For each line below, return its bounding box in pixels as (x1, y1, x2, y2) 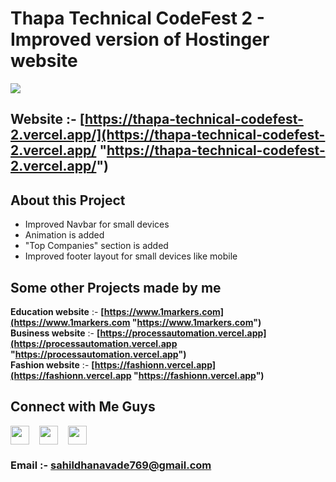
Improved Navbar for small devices (24, 218, 170, 231)
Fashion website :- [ (10, 358, 95, 371)
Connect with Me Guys (10, 398, 156, 416)
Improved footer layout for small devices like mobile (24, 250, 238, 262)
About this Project (10, 192, 126, 209)
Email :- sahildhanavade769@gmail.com (10, 458, 212, 472)
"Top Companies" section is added (24, 240, 169, 252)
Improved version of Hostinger (10, 28, 270, 51)
